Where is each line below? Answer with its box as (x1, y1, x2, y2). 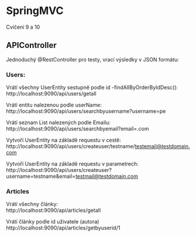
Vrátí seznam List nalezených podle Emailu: (6, 119, 111, 126)
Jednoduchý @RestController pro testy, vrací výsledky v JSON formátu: (6, 56, 180, 63)
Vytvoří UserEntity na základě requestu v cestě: (6, 136, 121, 144)
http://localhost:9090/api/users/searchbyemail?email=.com (6, 125, 149, 132)
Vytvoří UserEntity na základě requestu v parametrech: (6, 160, 139, 167)
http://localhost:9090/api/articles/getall (6, 207, 101, 214)
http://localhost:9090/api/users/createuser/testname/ (6, 143, 136, 150)
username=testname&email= (6, 173, 76, 180)
